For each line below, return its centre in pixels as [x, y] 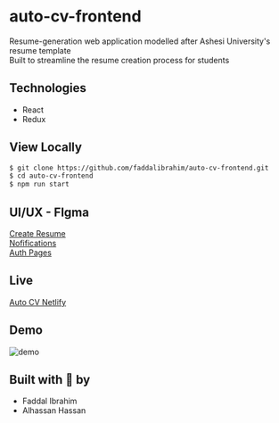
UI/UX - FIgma [49, 212]
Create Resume [38, 233]
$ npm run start [39, 185]
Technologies [48, 88]
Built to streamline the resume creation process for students [119, 60]
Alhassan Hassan [54, 411]
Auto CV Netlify [38, 302]
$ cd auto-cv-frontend [51, 176]
